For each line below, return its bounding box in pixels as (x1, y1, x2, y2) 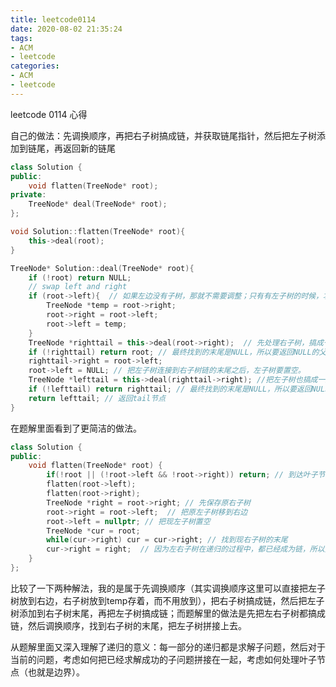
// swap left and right (28, 282, 128, 292)
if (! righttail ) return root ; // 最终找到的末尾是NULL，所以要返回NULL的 (28, 347, 320, 357)
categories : (10, 61, 60, 71)
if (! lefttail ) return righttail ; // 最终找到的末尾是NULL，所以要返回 (28, 384, 312, 394)
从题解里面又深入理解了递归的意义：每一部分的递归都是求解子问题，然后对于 (10, 641, 326, 653)
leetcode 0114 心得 (10, 108, 88, 120)
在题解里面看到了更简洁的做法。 (10, 422, 142, 434)
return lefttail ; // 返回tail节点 (28, 393, 167, 403)
